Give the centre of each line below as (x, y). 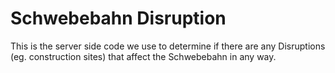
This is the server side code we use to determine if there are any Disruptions (168, 46)
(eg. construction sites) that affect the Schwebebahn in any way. (143, 56)
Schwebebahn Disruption (118, 18)
